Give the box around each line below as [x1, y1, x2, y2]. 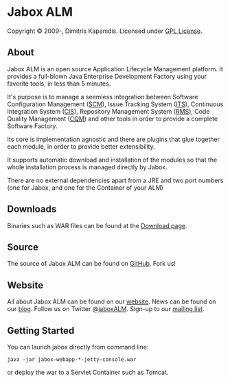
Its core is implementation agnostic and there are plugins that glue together [7, 135, 220, 143]
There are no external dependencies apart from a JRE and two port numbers [7, 176, 224, 184]
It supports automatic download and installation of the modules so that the [7, 156, 218, 164]
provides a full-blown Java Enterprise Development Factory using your [7, 72, 207, 80]
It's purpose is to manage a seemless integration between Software [7, 92, 198, 101]
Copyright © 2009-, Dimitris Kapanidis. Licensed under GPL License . [7, 27, 203, 35]
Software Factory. [7, 121, 58, 130]
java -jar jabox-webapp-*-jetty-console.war [7, 356, 137, 363]
